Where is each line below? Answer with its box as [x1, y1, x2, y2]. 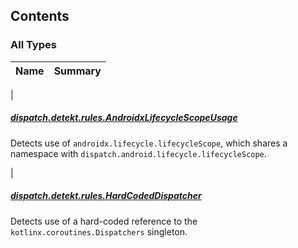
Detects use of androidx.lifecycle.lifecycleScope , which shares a [10, 137, 288, 149]
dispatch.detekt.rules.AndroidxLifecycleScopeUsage [10, 112, 238, 124]
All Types [10, 38, 57, 52]
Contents [10, 8, 70, 25]
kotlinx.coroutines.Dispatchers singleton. [10, 225, 188, 238]
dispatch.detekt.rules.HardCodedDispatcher [10, 190, 202, 202]
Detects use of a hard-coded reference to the [10, 215, 198, 227]
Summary [53, 64, 102, 78]
